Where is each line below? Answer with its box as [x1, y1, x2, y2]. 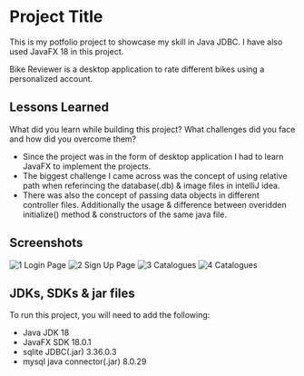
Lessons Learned [9, 100, 109, 115]
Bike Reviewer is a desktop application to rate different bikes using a [9, 64, 265, 74]
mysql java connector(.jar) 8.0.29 [22, 356, 147, 367]
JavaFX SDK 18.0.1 [22, 337, 92, 348]
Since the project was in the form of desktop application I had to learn [22, 151, 284, 162]
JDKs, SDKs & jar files [9, 285, 136, 301]
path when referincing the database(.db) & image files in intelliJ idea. [22, 180, 280, 191]
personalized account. [9, 73, 93, 84]
